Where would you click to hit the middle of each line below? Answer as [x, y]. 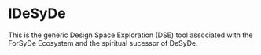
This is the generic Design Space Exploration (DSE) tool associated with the [130, 35]
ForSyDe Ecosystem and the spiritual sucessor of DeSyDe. [103, 43]
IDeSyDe [37, 14]
